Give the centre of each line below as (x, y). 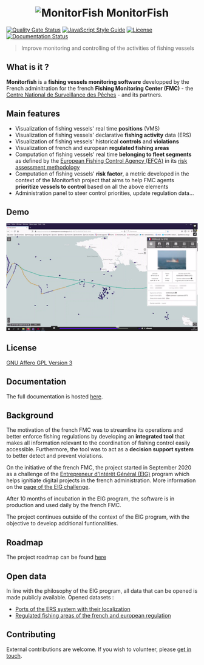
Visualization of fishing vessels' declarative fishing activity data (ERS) (103, 135)
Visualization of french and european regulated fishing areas (92, 148)
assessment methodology (47, 167)
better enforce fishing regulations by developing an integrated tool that (96, 437)
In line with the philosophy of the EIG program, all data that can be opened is (102, 591)
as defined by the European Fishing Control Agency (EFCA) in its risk (101, 160)
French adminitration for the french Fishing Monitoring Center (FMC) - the (100, 88)
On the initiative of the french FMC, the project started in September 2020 (99, 468)
